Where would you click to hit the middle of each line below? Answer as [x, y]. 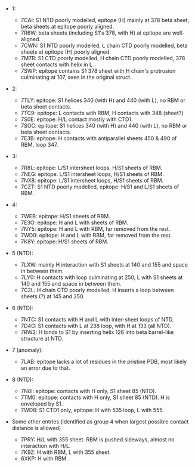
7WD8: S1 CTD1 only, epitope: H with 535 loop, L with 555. [92, 410]
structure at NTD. [42, 338]
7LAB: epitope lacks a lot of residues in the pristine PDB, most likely [104, 361]
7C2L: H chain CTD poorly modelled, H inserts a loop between [97, 290]
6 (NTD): [23, 308]
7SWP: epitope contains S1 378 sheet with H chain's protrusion [98, 71]
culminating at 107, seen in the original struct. [76, 77]
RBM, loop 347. [39, 145]
